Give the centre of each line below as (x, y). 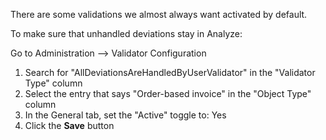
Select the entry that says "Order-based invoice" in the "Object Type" (168, 93)
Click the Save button (69, 125)
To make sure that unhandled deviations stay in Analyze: (126, 33)
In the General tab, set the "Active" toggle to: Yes (125, 115)
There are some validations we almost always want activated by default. (159, 14)
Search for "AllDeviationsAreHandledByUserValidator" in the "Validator (170, 72)
